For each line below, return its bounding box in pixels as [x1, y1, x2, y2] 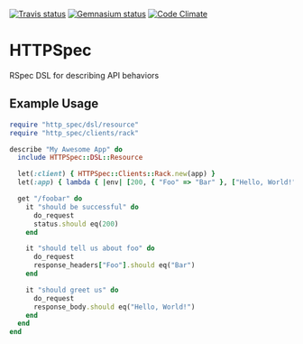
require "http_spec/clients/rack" [9, 128, 140, 137]
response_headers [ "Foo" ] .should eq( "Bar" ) [32, 261, 196, 270]
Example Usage [9, 96, 99, 112]
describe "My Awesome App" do [9, 144, 124, 153]
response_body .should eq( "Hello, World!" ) [32, 302, 196, 311]
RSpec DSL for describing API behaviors [9, 70, 160, 80]
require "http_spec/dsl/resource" [9, 120, 140, 129]
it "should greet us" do [25, 285, 119, 294]
